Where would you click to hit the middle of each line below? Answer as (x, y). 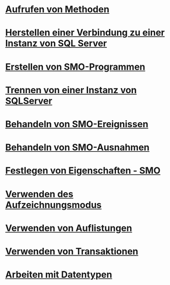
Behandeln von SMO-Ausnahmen (77, 147)
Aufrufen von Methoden (57, 9)
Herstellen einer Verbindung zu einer (85, 33)
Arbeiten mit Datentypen (59, 275)
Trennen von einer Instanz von (71, 90)
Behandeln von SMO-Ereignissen (77, 124)
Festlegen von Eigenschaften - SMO (83, 171)
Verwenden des (39, 194)
